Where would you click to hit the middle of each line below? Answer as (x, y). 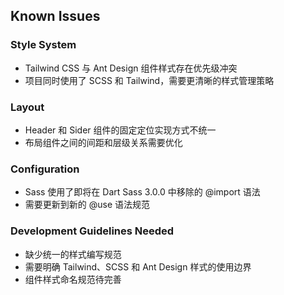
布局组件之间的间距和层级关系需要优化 (103, 142)
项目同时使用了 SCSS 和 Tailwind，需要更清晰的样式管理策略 (149, 80)
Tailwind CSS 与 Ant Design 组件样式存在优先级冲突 (131, 68)
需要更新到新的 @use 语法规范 (87, 205)
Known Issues (55, 16)
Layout (27, 107)
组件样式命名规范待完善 (73, 279)
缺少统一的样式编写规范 (73, 254)
